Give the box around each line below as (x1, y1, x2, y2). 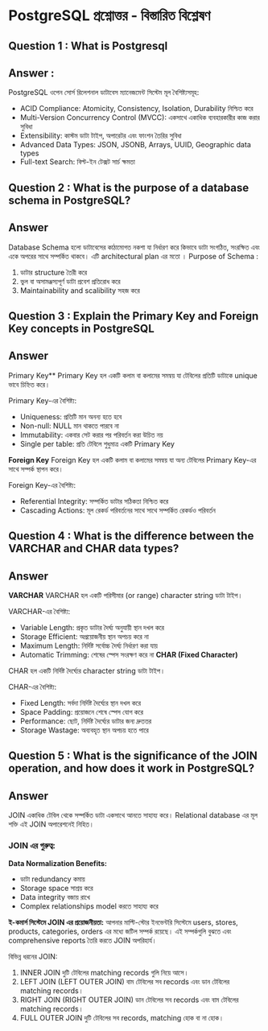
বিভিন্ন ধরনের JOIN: (8, 951, 58, 961)
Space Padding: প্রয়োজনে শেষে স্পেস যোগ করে (19, 707, 143, 716)
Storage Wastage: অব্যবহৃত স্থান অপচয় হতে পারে (19, 725, 149, 735)
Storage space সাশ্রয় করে (19, 883, 94, 893)
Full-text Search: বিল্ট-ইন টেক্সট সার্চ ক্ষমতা (19, 157, 135, 167)
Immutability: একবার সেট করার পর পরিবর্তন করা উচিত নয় (19, 430, 163, 439)
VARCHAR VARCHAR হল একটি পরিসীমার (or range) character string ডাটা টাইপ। (8, 591, 243, 600)
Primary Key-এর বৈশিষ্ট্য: (8, 395, 77, 405)
